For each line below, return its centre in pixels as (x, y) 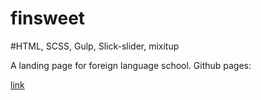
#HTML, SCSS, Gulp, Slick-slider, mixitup (95, 46)
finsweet (48, 18)
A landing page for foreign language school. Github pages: (131, 65)
